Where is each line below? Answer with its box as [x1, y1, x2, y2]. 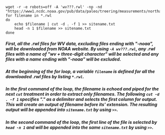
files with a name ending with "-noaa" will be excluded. [5, 56, 121, 62]
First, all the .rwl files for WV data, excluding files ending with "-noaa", [5, 41, 154, 46]
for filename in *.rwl [5, 13, 52, 18]
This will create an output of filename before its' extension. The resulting [5, 102, 158, 108]
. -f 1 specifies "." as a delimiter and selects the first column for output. [5, 96, 157, 102]
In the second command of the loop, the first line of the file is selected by [5, 119, 157, 125]
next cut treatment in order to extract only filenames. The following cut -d [5, 91, 160, 97]
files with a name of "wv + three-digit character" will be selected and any [5, 51, 159, 57]
